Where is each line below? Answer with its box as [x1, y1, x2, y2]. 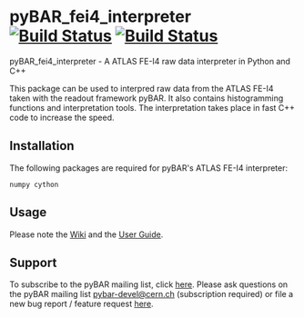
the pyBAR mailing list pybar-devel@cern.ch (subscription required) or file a [9, 289, 294, 300]
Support [9, 254, 57, 270]
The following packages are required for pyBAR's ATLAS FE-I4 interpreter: [9, 162, 289, 174]
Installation [9, 138, 75, 154]
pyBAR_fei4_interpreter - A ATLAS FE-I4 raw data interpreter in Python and [9, 55, 291, 66]
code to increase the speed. [9, 112, 116, 123]
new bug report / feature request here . [9, 298, 154, 310]
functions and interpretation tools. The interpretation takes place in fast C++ [9, 102, 296, 113]
